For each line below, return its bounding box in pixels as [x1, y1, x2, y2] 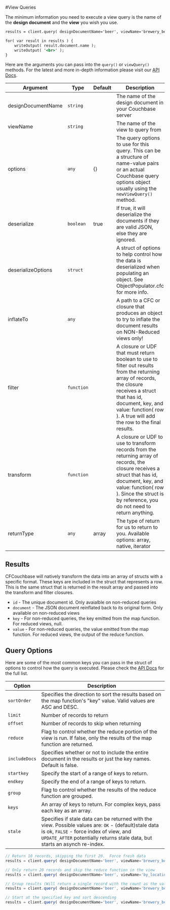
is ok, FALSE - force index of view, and [41, 828, 132, 835]
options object [116, 179, 151, 186]
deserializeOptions [8, 266, 53, 274]
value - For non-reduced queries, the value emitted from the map [12, 626, 149, 632]
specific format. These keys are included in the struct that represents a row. [5, 579, 163, 585]
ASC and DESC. [41, 704, 79, 710]
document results [116, 322, 158, 329]
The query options [116, 134, 160, 142]
